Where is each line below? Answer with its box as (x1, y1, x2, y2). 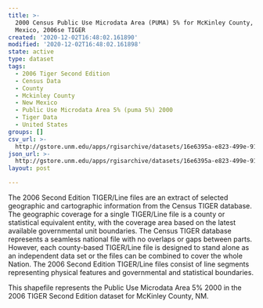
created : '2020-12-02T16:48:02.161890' (8, 33, 139, 42)
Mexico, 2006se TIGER (15, 26, 86, 34)
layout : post (8, 165, 51, 172)
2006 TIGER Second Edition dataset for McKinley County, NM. (8, 292, 209, 300)
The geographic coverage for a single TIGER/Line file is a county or (8, 209, 225, 219)
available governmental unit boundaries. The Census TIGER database (8, 226, 232, 235)
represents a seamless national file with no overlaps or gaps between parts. (8, 234, 253, 244)
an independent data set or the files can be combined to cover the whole (8, 252, 243, 260)
